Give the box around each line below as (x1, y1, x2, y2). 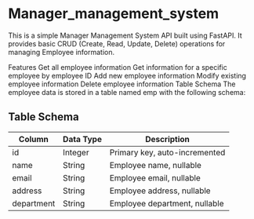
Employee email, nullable (109, 172, 201, 183)
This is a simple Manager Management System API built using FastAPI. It (8, 31, 243, 40)
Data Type (62, 133, 102, 144)
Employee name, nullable (109, 159, 202, 170)
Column (18, 133, 49, 144)
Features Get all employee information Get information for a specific (8, 62, 227, 71)
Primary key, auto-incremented (109, 147, 226, 158)
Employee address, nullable (109, 185, 211, 196)
